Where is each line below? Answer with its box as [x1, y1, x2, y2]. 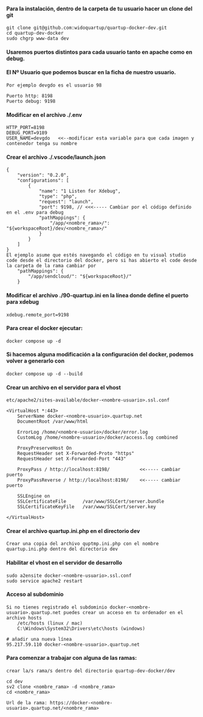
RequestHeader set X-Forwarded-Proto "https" [17, 451, 135, 457]
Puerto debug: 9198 [6, 98, 56, 104]
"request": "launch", [38, 199, 94, 205]
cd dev [6, 679, 23, 685]
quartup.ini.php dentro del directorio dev [6, 546, 119, 553]
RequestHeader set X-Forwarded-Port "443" [17, 456, 126, 462]
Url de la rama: [6, 700, 47, 706]
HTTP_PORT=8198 [6, 125, 45, 131]
